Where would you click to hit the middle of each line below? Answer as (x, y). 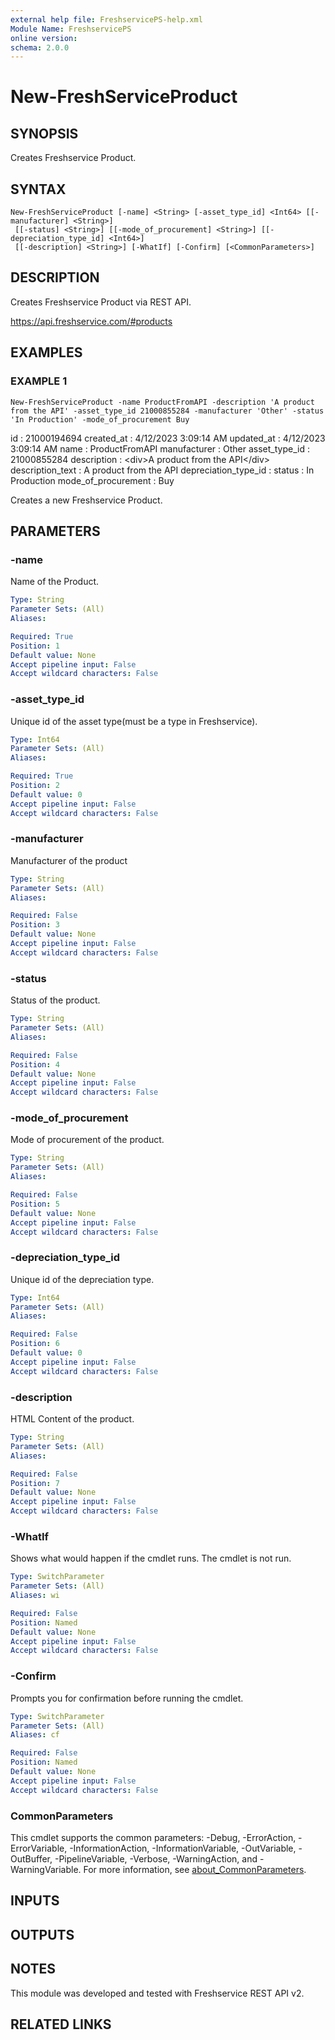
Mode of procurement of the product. (87, 1140)
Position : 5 (35, 1204)
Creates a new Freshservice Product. (86, 500)
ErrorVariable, (39, 1848)
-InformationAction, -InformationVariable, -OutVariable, (183, 1848)
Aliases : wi (35, 1596)
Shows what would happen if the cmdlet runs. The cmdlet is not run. (151, 1558)
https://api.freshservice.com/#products (91, 321)
